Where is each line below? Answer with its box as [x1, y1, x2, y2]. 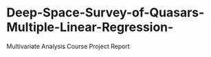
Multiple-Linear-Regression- [6, 19, 174, 35]
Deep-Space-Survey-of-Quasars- [6, 5, 205, 21]
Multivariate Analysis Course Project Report [6, 42, 130, 50]
